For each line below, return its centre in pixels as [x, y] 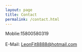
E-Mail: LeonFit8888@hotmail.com [41, 44]
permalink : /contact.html [32, 19]
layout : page [19, 10]
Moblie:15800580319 [27, 34]
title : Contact [21, 15]
